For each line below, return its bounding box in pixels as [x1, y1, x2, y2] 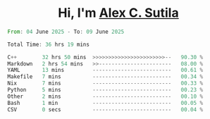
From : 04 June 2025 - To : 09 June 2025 [7, 28, 125, 35]
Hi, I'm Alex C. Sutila [58, 5, 179, 21]
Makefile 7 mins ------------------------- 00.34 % [7, 73, 203, 80]
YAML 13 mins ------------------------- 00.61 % [7, 67, 203, 74]
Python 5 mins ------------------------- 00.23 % [7, 87, 203, 94]
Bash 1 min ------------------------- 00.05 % [7, 99, 203, 106]
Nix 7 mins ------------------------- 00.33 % [7, 80, 203, 87]
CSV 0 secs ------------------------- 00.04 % [7, 106, 203, 113]
